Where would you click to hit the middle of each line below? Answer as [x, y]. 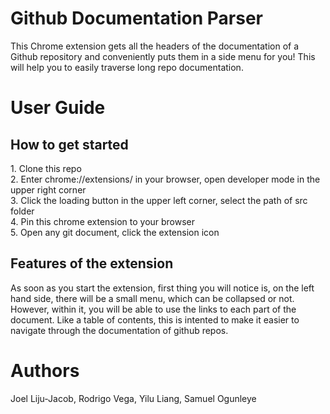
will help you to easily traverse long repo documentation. [127, 67]
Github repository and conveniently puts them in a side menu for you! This [163, 56]
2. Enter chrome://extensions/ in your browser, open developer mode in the [165, 179]
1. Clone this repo [46, 168]
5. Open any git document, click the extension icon [115, 232]
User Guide [58, 108]
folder [22, 211]
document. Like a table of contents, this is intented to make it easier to [155, 319]
